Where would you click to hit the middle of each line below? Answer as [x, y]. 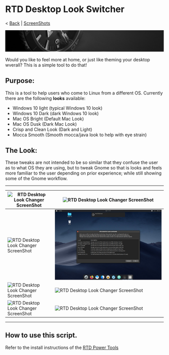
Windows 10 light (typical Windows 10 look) [57, 108]
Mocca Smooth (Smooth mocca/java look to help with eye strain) [79, 135]
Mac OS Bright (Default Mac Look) [48, 119]
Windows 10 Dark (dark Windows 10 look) [56, 113]
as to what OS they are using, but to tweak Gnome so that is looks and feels [83, 168]
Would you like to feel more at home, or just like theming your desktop [78, 59]
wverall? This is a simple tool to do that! [46, 65]
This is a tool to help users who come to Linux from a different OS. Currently [84, 93]
